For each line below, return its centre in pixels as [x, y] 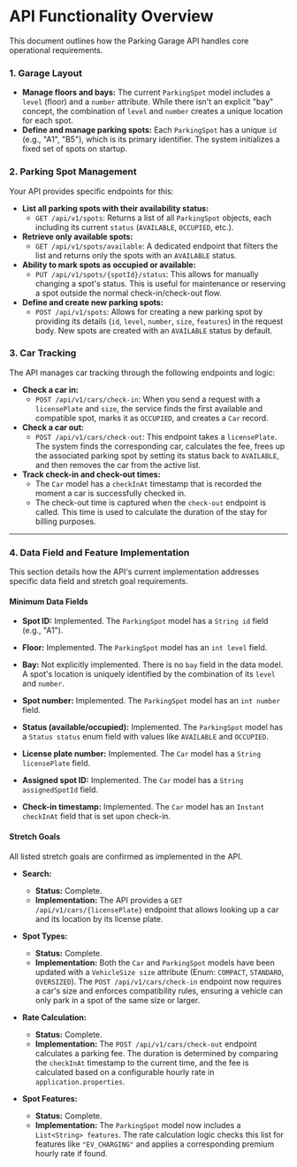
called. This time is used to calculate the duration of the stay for [151, 511]
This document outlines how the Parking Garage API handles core [129, 41]
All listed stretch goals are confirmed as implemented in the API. [126, 856]
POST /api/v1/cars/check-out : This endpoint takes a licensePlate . [156, 436]
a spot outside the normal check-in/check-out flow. [129, 293]
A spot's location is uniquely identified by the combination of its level [148, 674]
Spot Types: [45, 936]
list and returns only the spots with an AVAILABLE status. [136, 255]
